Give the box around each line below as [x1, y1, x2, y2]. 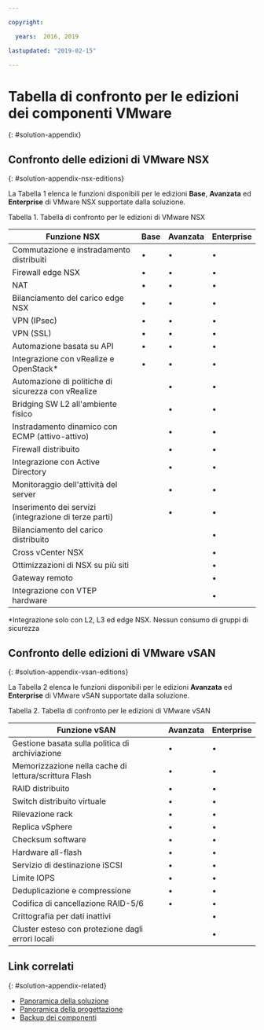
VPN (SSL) [12, 328, 52, 339]
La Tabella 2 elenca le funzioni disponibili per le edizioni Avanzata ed [8, 682, 233, 691]
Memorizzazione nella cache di [12, 760, 127, 771]
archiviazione [12, 747, 62, 758]
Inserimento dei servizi [12, 502, 97, 513]
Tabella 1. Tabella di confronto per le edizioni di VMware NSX [8, 213, 206, 222]
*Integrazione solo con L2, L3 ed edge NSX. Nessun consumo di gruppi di [8, 615, 249, 625]
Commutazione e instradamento [12, 244, 131, 255]
